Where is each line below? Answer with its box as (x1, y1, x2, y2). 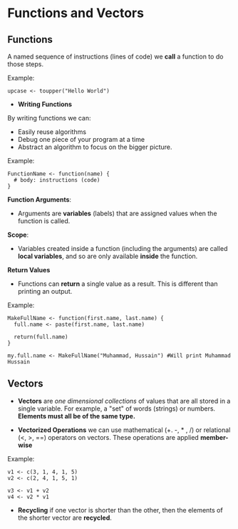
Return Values (7, 266, 51, 274)
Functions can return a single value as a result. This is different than (17, 279, 218, 288)
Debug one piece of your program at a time (17, 135, 145, 143)
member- (200, 433, 229, 441)
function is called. (17, 217, 71, 225)
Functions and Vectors (7, 5, 145, 21)
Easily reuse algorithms (17, 128, 87, 136)
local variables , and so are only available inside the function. (17, 252, 198, 260)
